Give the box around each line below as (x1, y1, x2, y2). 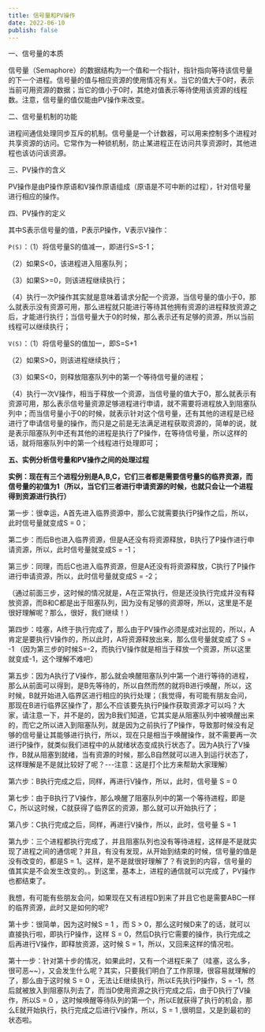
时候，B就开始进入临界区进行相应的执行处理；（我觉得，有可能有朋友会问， (8, 691, 252, 701)
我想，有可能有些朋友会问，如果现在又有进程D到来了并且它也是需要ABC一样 (8, 893, 256, 903)
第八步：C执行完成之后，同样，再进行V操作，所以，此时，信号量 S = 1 (8, 820, 237, 829)
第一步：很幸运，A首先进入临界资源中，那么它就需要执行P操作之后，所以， (8, 508, 252, 518)
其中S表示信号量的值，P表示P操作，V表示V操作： (8, 226, 170, 235)
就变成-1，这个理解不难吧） (8, 654, 98, 664)
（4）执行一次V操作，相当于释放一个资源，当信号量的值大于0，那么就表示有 (8, 389, 257, 398)
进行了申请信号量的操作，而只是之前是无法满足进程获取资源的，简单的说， (8, 419, 250, 428)
